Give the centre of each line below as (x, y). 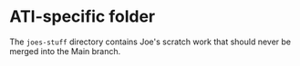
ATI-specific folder (83, 17)
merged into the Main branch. (65, 51)
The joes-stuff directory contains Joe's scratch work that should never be (150, 42)
